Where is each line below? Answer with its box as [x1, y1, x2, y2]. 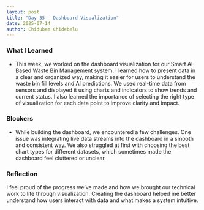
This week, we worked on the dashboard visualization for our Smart [15, 60, 186, 67]
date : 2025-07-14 [6, 20, 51, 26]
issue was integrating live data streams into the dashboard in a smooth [15, 135, 194, 142]
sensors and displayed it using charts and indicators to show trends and [15, 86, 197, 94]
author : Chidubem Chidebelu [6, 26, 78, 32]
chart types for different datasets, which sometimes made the [15, 148, 172, 155]
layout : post [6, 9, 40, 15]
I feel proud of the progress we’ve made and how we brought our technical [6, 184, 195, 191]
